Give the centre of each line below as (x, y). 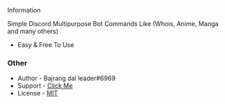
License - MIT (38, 93)
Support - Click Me (45, 86)
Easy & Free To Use (46, 45)
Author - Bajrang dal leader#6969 (66, 78)
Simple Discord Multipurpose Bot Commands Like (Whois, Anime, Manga (113, 24)
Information (24, 10)
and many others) (33, 31)
